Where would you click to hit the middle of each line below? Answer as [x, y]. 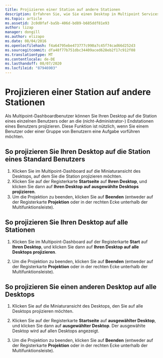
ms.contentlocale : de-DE [30, 59]
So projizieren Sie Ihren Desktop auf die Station [78, 152]
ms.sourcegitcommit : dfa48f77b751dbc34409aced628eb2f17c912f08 [70, 50]
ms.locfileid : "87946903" [31, 68]
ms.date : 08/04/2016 [26, 41]
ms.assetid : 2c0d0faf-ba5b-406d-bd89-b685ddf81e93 [57, 23]
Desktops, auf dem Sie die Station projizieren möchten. [67, 176]
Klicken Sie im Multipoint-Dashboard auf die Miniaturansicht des [76, 171]
